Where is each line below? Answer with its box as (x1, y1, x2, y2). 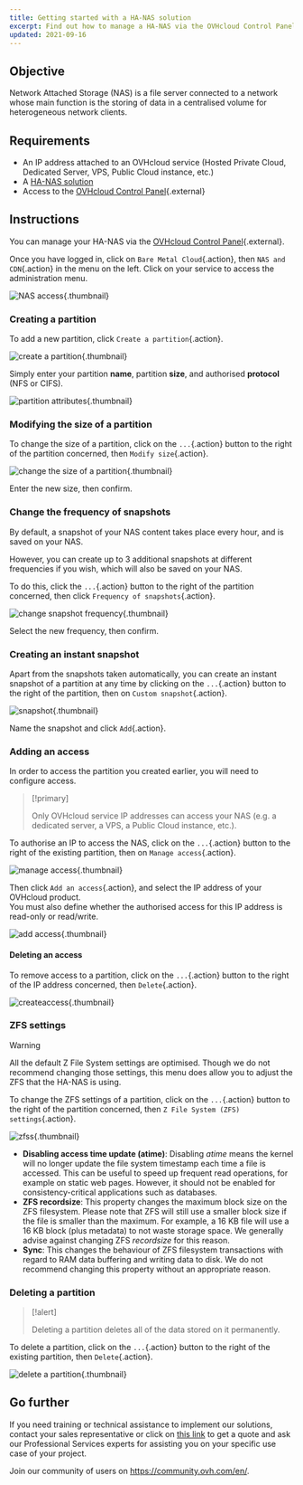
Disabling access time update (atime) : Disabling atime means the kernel (22, 1148, 294, 1159)
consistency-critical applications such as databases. (22, 1187, 218, 1197)
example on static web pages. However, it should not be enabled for (22, 1177, 276, 1187)
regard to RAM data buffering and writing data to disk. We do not (22, 1253, 263, 1264)
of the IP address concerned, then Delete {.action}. (9, 979, 197, 990)
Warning (9, 1039, 41, 1050)
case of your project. (9, 1448, 87, 1459)
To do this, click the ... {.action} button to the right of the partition (9, 581, 254, 591)
